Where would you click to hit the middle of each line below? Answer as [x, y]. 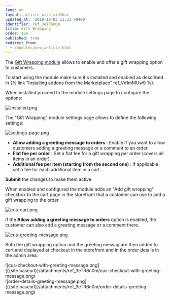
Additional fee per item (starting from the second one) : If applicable [86, 164]
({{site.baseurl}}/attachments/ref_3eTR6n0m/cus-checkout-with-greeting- [83, 270]
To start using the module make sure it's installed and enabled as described [84, 77]
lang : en [14, 10]
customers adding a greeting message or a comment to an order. [80, 148]
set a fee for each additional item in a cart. [57, 169]
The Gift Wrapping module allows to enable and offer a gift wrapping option [84, 62]
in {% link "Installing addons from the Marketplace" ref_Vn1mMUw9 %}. [80, 83]
